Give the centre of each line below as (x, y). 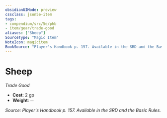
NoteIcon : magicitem (27, 42)
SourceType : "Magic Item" (32, 38)
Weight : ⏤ (23, 100)
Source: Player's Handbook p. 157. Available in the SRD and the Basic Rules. (83, 110)
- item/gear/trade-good (30, 28)
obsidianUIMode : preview (31, 10)
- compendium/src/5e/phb (31, 24)
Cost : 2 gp (23, 95)
